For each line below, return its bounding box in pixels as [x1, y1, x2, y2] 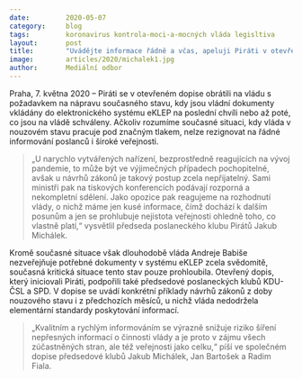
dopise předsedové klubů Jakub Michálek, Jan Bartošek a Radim [31, 350, 271, 361]
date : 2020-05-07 [9, 13, 106, 23]
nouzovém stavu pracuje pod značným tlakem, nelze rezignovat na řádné [9, 126, 280, 137]
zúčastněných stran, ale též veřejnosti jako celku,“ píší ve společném [31, 341, 287, 352]
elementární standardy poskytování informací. [9, 304, 180, 315]
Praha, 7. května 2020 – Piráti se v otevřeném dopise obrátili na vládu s [9, 87, 271, 99]
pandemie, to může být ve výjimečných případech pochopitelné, [31, 163, 270, 174]
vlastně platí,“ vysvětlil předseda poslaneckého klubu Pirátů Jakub [31, 220, 278, 230]
